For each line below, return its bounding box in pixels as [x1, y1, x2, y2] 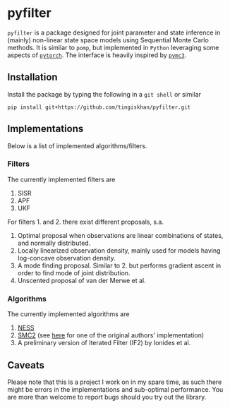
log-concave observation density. [17, 253, 116, 262]
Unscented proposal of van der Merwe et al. [17, 276, 146, 284]
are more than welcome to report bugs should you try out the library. [7, 392, 207, 401]
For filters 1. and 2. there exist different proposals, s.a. [7, 217, 164, 226]
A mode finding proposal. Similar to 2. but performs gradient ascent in [17, 261, 222, 270]
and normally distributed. [17, 239, 91, 247]
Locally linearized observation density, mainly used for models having [17, 246, 221, 255]
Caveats [7, 359, 44, 371]
